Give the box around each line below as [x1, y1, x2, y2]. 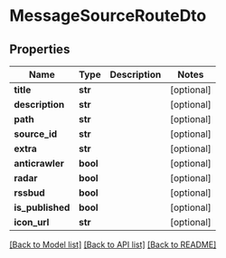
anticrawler [14, 158, 65, 169]
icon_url [14, 216, 50, 228]
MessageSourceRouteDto [9, 5, 207, 26]
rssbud [14, 186, 45, 199]
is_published [14, 201, 71, 214]
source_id [14, 128, 58, 140]
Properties [9, 42, 71, 57]
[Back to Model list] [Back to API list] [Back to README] [9, 239, 217, 250]
